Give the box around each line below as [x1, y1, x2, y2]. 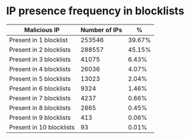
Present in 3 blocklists [9, 55, 71, 63]
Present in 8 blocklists [9, 103, 71, 112]
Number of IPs [80, 26, 123, 34]
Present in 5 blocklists [9, 75, 71, 83]
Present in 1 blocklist [9, 36, 68, 44]
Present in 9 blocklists [9, 113, 71, 122]
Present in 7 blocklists [9, 94, 71, 102]
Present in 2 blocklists [9, 45, 71, 54]
